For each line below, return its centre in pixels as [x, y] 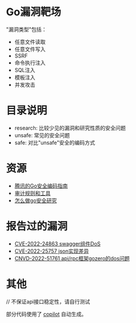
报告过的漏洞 [37, 226]
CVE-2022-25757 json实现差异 [52, 251]
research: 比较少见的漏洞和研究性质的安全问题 [70, 128]
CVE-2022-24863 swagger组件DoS [57, 243]
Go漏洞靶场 [34, 12]
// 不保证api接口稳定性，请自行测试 [48, 301]
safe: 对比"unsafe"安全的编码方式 [55, 142]
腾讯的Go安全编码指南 [41, 186]
